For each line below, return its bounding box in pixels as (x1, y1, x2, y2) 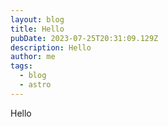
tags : (10, 61, 33, 71)
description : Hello (10, 42, 92, 53)
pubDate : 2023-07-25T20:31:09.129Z (10, 33, 159, 43)
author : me (10, 52, 56, 62)
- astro (19, 80, 52, 90)
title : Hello (10, 24, 65, 34)
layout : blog (10, 14, 65, 25)
